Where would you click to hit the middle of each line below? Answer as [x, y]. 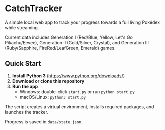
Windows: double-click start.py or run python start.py [77, 92]
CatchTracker [34, 9]
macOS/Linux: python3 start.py [53, 97]
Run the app [25, 86]
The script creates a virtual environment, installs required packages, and [80, 107]
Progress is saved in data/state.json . [44, 122]
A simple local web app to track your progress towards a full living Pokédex [83, 22]
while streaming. [22, 27]
